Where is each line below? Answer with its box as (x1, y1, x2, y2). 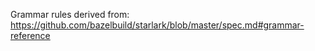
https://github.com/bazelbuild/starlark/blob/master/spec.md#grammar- (10, 19, 305, 31)
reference (10, 30, 51, 41)
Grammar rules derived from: (10, 9, 130, 20)
